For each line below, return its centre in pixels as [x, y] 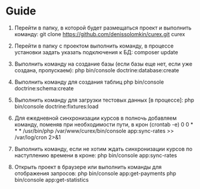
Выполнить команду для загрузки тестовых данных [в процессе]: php [104, 100]
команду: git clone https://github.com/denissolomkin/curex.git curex [100, 34]
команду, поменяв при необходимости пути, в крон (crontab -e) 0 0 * [104, 124]
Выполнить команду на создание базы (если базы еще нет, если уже [103, 64]
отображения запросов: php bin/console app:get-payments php [95, 173]
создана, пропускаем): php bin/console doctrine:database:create [97, 70]
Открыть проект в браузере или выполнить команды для [88, 167]
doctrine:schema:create [44, 88]
